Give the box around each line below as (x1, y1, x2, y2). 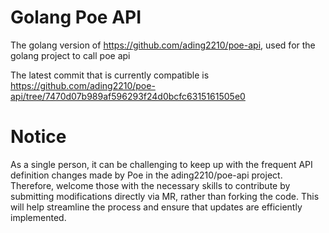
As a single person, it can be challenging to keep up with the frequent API (10, 158, 313, 170)
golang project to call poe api (10, 49, 131, 61)
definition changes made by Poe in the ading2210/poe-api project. (10, 169, 283, 181)
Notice (10, 126, 67, 148)
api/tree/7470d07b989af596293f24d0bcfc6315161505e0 (10, 90, 246, 102)
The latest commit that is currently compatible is (10, 69, 210, 81)
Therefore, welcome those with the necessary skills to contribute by (10, 179, 291, 191)
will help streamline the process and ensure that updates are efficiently (10, 201, 303, 213)
